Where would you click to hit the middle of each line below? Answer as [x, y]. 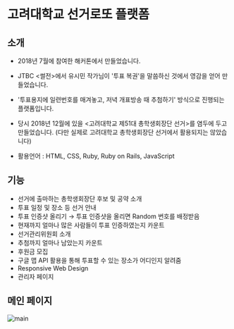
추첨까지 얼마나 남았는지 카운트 [60, 242]
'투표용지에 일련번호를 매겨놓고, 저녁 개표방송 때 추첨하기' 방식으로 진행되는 [121, 100]
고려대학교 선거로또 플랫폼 [79, 14]
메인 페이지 [30, 301]
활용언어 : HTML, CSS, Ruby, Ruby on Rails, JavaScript [96, 156]
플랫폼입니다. [36, 108]
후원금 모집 [33, 252]
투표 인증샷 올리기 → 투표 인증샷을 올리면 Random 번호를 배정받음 [109, 216]
